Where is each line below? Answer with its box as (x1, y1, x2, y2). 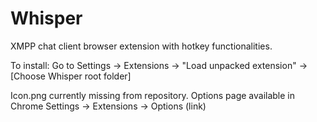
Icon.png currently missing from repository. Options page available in (10, 89, 296, 101)
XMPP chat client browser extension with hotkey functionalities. (10, 40, 273, 52)
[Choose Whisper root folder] (10, 70, 132, 82)
